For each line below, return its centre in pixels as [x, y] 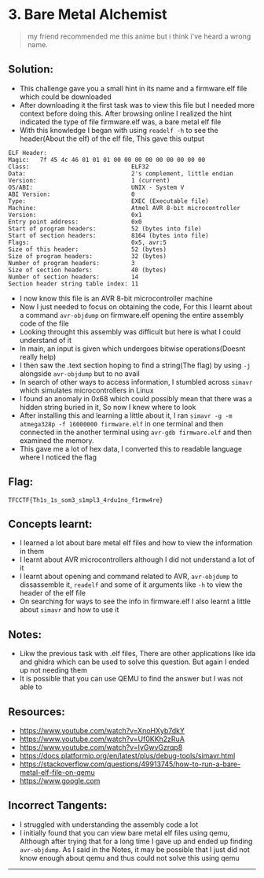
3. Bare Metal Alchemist [88, 15]
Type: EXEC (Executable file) [109, 201]
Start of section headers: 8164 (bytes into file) [109, 235]
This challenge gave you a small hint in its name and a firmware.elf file [133, 88]
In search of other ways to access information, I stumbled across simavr [136, 382]
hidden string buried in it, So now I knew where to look [108, 407]
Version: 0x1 [75, 215]
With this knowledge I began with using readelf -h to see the [119, 130]
